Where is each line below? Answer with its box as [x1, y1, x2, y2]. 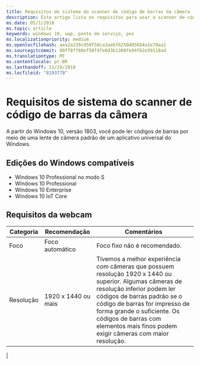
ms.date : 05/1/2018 [6, 20, 55, 26]
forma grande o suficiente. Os [96, 307, 180, 315]
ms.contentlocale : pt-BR [6, 58, 68, 64]
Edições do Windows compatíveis [6, 157, 135, 168]
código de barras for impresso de [96, 299, 190, 308]
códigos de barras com [96, 314, 162, 323]
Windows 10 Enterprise [14, 186, 71, 193]
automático [44, 245, 76, 253]
